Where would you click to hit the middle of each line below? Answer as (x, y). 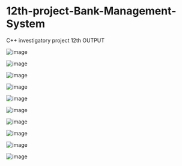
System (26, 24)
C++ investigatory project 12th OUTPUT (56, 40)
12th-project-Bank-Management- (91, 11)
